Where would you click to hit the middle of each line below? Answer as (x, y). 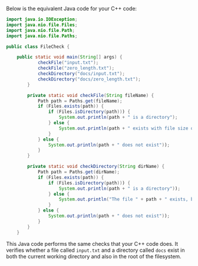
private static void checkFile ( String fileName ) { (91, 95)
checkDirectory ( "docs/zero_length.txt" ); (89, 79)
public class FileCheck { (38, 47)
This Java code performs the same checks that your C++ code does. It (92, 244)
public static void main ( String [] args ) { (70, 57)
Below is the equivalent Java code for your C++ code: (72, 9)
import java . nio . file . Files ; (42, 25)
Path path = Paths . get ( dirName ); (78, 172)
